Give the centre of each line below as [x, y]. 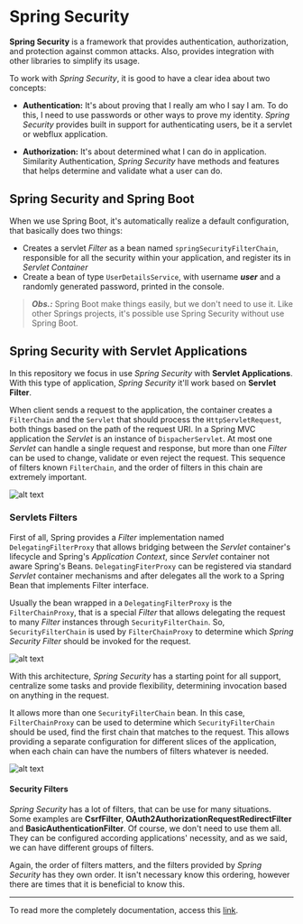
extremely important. [48, 476]
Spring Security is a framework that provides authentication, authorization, [149, 42]
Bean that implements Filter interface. [79, 585]
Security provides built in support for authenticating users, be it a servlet [157, 125]
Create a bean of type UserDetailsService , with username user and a [151, 276]
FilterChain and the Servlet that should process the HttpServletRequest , [146, 419]
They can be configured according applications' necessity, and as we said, [148, 838]
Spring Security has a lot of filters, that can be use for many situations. [141, 809]
